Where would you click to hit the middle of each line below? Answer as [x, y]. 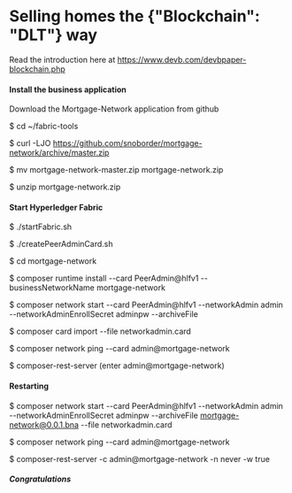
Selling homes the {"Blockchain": [135, 16]
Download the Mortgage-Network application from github [114, 109]
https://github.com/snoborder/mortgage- [127, 143]
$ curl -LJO [30, 143]
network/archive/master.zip [59, 153]
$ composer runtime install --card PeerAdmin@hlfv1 [104, 278]
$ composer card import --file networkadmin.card [100, 331]
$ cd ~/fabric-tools [44, 127]
